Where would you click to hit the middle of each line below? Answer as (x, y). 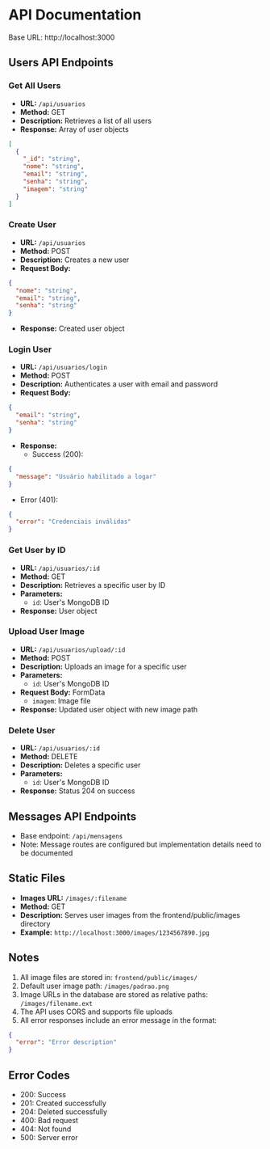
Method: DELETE (49, 757)
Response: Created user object (72, 328)
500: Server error (49, 1137)
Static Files (37, 879)
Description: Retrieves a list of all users (85, 120)
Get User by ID (37, 550)
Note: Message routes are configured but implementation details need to (141, 844)
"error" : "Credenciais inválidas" (73, 522)
